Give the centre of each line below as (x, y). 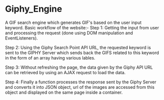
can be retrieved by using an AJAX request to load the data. (65, 72)
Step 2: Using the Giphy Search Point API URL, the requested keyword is (78, 47)
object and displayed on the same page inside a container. (64, 92)
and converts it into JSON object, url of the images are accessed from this (80, 87)
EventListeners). (22, 38)
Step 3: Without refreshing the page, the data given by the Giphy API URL (79, 67)
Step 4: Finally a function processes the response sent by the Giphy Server (81, 82)
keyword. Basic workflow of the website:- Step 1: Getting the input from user (82, 27)
